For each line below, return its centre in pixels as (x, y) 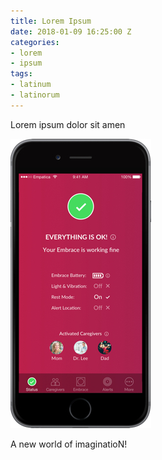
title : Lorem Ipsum (51, 21)
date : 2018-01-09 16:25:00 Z (71, 31)
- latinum (31, 85)
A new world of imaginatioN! (69, 444)
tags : (21, 74)
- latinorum (35, 95)
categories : (35, 42)
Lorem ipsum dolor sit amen (68, 124)
